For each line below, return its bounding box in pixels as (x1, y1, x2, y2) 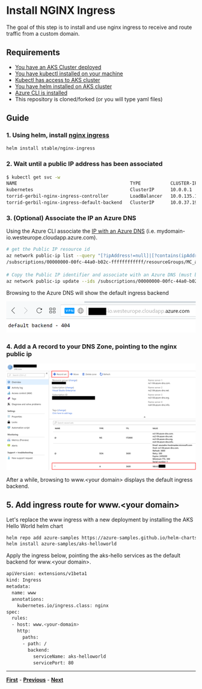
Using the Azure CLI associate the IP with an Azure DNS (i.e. (6, 227, 156, 235)
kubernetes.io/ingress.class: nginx (17, 602, 109, 609)
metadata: (6, 584, 31, 590)
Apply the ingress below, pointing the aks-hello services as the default (6, 552, 181, 559)
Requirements (6, 48, 60, 58)
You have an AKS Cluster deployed (14, 63, 102, 71)
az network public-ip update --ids (6, 278, 96, 284)
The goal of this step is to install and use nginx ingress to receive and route (6, 24, 192, 31)
